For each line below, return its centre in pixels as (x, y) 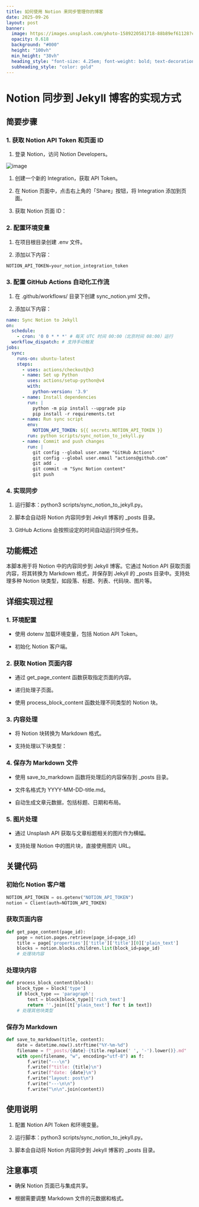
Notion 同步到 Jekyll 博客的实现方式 (94, 98)
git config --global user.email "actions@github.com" (100, 458)
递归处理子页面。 (36, 690)
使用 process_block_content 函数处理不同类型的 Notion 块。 (88, 703)
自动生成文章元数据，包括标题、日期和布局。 (69, 802)
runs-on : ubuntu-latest (46, 359)
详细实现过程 (30, 601)
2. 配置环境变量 (28, 228)
